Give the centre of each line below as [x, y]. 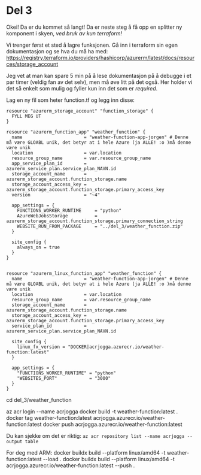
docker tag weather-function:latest [49, 417]
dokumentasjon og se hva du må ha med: [57, 51]
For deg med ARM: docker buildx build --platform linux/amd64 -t [86, 452]
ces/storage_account [32, 64]
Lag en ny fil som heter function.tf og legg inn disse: [70, 100]
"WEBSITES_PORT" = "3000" [64, 378]
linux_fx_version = [41, 347]
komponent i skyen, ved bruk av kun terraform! [64, 33]
